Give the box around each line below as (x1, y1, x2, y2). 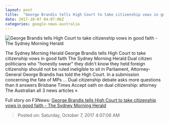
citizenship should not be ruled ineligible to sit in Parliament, (5, 66, 130, 72)
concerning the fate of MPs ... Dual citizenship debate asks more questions (5, 77, 161, 83)
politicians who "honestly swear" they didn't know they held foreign (5, 61, 146, 67)
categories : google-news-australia (5, 21, 80, 27)
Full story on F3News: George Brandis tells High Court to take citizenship (5, 97, 156, 103)
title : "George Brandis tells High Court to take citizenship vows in (5, 12, 158, 17)
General (5, 71, 22, 78)
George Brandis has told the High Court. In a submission (22, 71, 139, 78)
